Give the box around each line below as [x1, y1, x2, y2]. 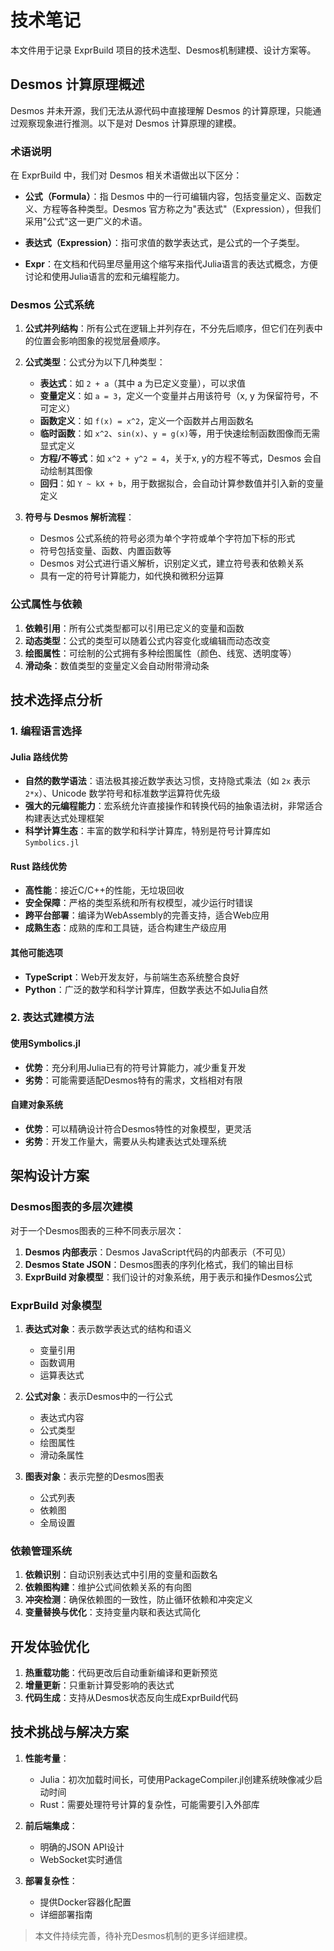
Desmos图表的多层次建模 [10, 1200, 133, 1214]
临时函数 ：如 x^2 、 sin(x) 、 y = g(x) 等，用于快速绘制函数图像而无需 [39, 427, 321, 440]
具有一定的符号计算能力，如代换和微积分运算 [39, 570, 225, 582]
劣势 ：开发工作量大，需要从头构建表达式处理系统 [24, 1135, 227, 1147]
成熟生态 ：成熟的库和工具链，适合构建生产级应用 [24, 922, 227, 934]
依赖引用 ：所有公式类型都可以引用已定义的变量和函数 [24, 622, 245, 634]
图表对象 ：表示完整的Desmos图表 [24, 1470, 165, 1482]
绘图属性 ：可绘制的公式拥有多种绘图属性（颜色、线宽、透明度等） [24, 647, 297, 659]
